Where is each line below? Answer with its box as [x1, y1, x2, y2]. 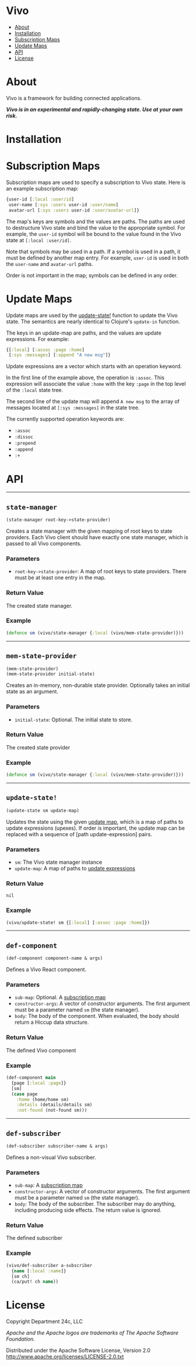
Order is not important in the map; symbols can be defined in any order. [6, 271, 178, 279]
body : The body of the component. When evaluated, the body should [14, 1013, 179, 1020]
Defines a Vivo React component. [6, 966, 86, 973]
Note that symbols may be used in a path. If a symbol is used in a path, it [6, 248, 181, 255]
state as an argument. [6, 688, 58, 695]
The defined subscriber [6, 1235, 63, 1242]
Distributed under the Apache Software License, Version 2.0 [6, 1347, 150, 1354]
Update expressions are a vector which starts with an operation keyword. [6, 363, 182, 370]
